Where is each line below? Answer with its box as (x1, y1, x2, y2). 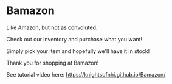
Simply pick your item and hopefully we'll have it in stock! (6, 47, 150, 55)
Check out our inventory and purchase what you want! (6, 35, 143, 43)
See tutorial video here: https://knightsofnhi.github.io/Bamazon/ (6, 71, 166, 78)
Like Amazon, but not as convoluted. (6, 24, 98, 31)
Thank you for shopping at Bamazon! (6, 59, 99, 66)
